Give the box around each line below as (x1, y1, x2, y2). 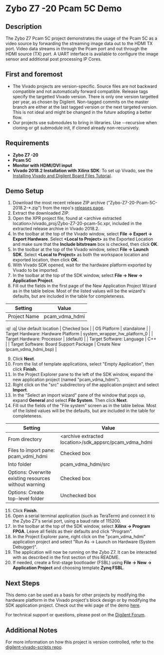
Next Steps (5, 579, 40, 587)
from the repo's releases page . (42, 205, 105, 211)
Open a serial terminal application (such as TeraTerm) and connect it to (12, 513, 155, 519)
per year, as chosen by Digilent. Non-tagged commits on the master (12, 99, 149, 105)
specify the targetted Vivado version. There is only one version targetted (12, 93, 159, 99)
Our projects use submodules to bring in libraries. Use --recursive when (12, 119, 157, 125)
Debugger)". (12, 544, 38, 550)
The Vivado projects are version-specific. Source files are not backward (12, 83, 157, 89)
